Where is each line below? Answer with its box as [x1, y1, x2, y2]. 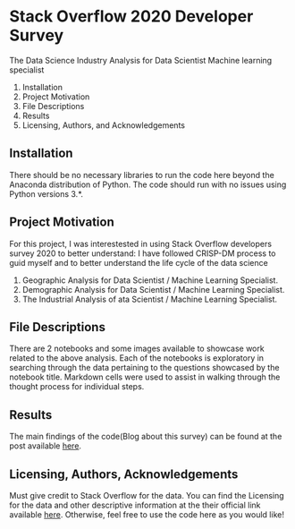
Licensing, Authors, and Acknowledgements [21, 119, 186, 131]
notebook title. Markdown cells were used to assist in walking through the [9, 371, 281, 382]
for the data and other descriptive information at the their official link [9, 499, 261, 510]
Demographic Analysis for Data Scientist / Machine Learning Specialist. [21, 284, 285, 294]
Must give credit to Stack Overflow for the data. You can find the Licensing [9, 491, 284, 500]
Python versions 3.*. [9, 188, 83, 199]
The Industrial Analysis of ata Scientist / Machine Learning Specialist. [21, 294, 278, 304]
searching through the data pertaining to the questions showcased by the [9, 363, 280, 373]
